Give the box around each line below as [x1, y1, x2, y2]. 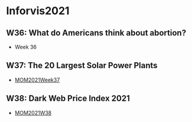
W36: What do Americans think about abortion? [6, 28, 187, 38]
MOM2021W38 [14, 109, 52, 116]
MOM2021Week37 [14, 76, 60, 84]
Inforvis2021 [6, 4, 70, 18]
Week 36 [14, 43, 37, 50]
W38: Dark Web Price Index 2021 [6, 94, 130, 104]
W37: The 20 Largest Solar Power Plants [6, 60, 158, 70]
